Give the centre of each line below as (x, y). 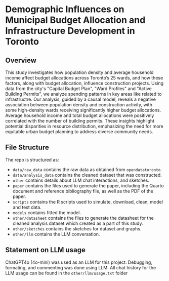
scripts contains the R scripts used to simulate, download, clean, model (88, 202)
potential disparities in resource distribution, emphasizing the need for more (84, 126)
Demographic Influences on (65, 9)
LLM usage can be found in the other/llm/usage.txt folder (67, 273)
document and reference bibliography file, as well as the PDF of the (83, 191)
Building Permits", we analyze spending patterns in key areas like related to (83, 94)
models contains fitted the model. (47, 212)
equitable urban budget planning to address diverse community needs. (79, 132)
